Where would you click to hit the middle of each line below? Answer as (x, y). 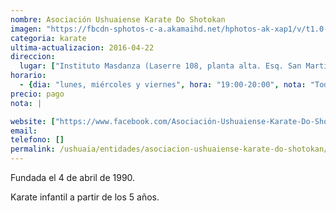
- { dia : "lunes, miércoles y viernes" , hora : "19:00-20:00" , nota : (163, 85)
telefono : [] (37, 140)
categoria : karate (48, 38)
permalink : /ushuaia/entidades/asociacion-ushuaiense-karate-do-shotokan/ (169, 149)
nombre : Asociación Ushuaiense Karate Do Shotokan (118, 19)
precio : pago (37, 94)
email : (24, 131)
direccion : (33, 57)
